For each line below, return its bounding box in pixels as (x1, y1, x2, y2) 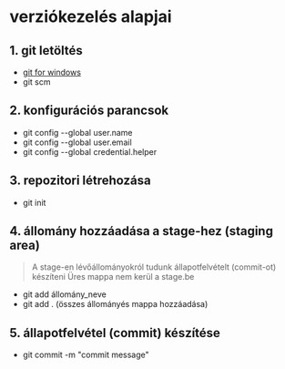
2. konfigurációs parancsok (9, 103, 169, 118)
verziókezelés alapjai (9, 6, 172, 27)
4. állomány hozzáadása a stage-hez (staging (9, 223, 273, 239)
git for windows (22, 67, 82, 77)
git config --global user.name (22, 127, 134, 138)
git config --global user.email (22, 137, 132, 148)
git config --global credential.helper (22, 146, 158, 157)
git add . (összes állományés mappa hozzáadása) (22, 299, 209, 310)
